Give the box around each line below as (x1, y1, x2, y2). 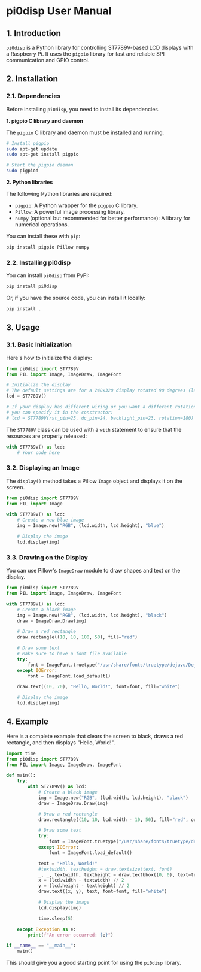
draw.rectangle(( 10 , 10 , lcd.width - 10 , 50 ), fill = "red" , (38, 816, 188, 823)
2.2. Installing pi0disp (6, 258, 71, 267)
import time (6, 750, 36, 756)
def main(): (6, 773, 36, 779)
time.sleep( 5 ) (38, 915, 74, 922)
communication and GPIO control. (6, 57, 90, 63)
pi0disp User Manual (6, 4, 112, 18)
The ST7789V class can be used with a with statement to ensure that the (6, 426, 182, 433)
